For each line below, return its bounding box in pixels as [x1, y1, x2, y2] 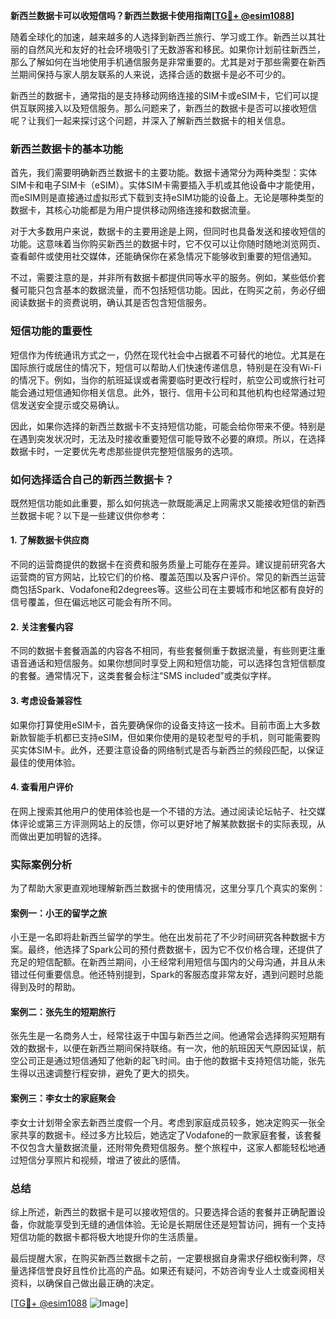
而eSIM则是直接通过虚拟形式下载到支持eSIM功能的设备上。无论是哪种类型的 [10, 192, 325, 204]
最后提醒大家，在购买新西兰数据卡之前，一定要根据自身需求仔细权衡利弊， [10, 1252, 317, 1264]
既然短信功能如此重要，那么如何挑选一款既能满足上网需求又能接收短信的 [10, 497, 308, 509]
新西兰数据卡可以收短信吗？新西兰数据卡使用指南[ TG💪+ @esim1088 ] [10, 10, 295, 21]
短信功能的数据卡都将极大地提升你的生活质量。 [10, 1230, 203, 1243]
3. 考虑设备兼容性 [10, 694, 83, 706]
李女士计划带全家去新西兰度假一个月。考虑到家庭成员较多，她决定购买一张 [10, 1116, 317, 1128]
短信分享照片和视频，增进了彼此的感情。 [18, 1154, 186, 1166]
